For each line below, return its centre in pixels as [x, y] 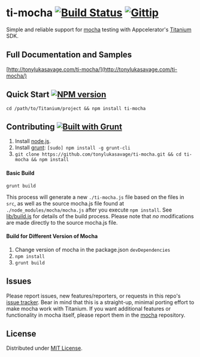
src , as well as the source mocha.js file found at [65, 203]
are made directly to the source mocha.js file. [62, 222]
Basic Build [20, 173]
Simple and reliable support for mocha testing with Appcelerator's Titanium [99, 29]
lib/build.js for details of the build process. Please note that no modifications [100, 216]
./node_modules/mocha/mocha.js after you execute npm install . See [89, 210]
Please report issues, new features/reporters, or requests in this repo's [93, 296]
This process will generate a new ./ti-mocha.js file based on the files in [95, 197]
